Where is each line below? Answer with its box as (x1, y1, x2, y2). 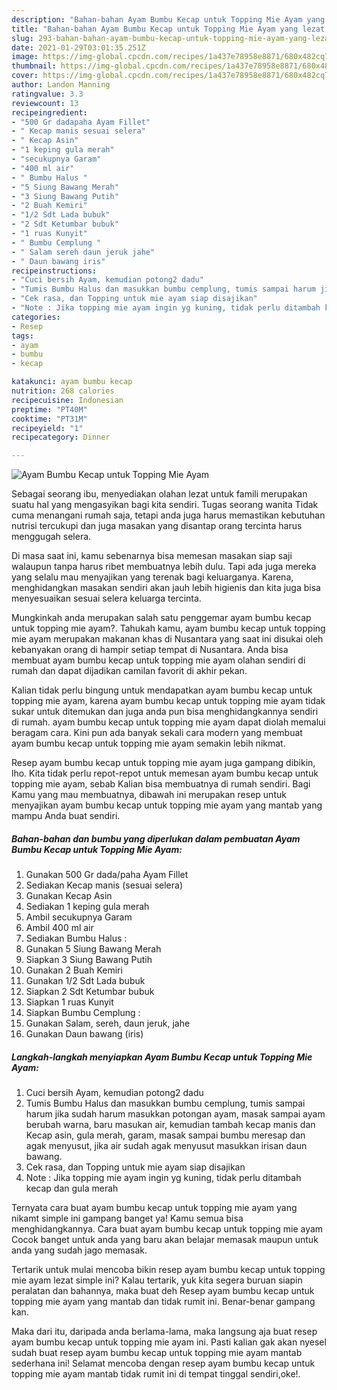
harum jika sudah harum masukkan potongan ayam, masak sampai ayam (25, 1108, 326, 1120)
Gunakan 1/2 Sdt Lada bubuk (25, 975, 146, 987)
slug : (11, 33, 34, 43)
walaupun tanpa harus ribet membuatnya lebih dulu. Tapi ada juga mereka (11, 561, 317, 573)
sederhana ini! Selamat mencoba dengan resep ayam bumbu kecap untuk (11, 1357, 316, 1370)
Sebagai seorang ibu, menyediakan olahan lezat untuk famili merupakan (11, 488, 308, 500)
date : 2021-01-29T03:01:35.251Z (11, 42, 146, 53)
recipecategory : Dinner (11, 432, 111, 443)
